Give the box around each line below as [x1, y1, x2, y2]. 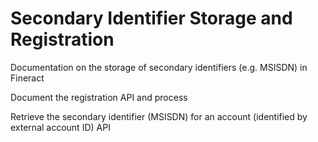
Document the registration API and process [10, 91, 188, 103]
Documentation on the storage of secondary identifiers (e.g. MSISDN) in [10, 61, 308, 73]
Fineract [10, 72, 45, 84]
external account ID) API [10, 121, 111, 133]
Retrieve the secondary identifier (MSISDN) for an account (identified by [10, 110, 308, 122]
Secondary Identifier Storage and [10, 7, 293, 30]
